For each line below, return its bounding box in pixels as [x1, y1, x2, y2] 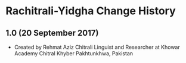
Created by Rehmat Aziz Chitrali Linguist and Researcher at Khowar [14, 43, 180, 51]
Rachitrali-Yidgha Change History [5, 4, 176, 18]
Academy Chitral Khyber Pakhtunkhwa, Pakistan [14, 50, 134, 57]
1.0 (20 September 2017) [5, 28, 99, 38]
